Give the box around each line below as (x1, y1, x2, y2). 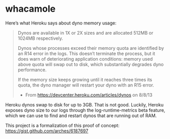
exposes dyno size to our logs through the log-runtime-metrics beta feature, (5, 107, 165, 113)
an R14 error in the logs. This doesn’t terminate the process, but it (17, 50, 155, 57)
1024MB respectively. (17, 35, 64, 41)
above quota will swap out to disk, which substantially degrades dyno (17, 61, 164, 67)
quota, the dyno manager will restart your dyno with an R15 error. (17, 82, 154, 88)
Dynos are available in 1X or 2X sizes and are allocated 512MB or (17, 30, 154, 36)
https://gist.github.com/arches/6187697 (5, 128, 89, 134)
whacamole (5, 3, 56, 15)
